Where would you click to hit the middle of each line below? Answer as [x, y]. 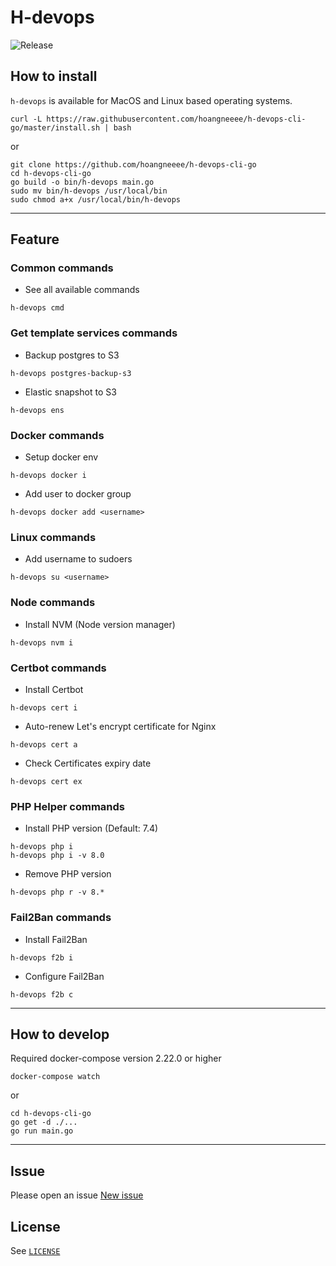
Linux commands [53, 537]
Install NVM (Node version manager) [100, 624]
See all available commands [82, 290]
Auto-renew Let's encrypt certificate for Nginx [120, 726]
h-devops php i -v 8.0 [57, 856]
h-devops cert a [44, 744]
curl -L [26, 119]
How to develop [60, 1034]
